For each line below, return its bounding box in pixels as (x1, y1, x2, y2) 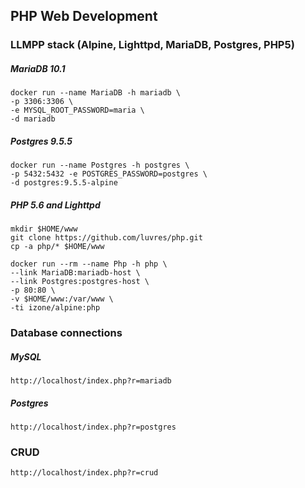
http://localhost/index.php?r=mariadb (10, 376, 172, 386)
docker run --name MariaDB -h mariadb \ (10, 88, 182, 98)
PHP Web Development (10, 8, 158, 25)
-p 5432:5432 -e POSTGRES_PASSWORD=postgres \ (10, 169, 208, 179)
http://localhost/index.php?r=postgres (10, 422, 177, 433)
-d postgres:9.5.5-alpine (10, 178, 118, 188)
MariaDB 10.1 (10, 62, 66, 74)
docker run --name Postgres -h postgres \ (10, 160, 190, 171)
